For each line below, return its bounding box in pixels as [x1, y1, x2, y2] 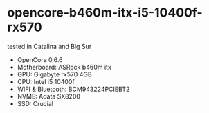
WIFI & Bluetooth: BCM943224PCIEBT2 [17, 85, 130, 93]
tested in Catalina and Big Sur [7, 42, 92, 50]
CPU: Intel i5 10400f [17, 77, 75, 85]
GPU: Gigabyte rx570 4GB [17, 70, 92, 79]
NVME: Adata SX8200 [17, 92, 81, 101]
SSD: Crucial [17, 99, 54, 107]
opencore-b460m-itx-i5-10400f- [7, 5, 203, 21]
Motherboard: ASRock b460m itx [17, 63, 112, 71]
